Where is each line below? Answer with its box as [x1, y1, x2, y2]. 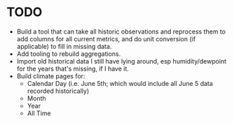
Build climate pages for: [16, 71, 85, 80]
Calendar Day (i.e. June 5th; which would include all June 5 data [27, 79, 213, 87]
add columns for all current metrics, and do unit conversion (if [16, 34, 196, 43]
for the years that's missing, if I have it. [16, 64, 129, 73]
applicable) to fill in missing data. [16, 42, 112, 50]
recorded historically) [27, 87, 89, 95]
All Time [27, 109, 51, 117]
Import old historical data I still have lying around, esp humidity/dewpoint [16, 57, 227, 65]
